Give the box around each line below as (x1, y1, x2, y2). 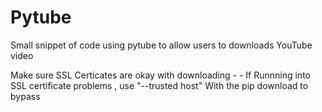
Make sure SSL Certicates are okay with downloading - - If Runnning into (10, 69, 311, 81)
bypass (10, 90, 41, 102)
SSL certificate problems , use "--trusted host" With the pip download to (10, 79, 309, 91)
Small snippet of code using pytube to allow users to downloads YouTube (10, 39, 313, 51)
